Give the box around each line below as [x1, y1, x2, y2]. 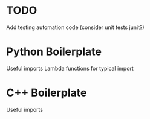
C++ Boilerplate [6, 86, 87, 100]
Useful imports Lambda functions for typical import [6, 65, 134, 72]
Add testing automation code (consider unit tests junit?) [6, 24, 145, 31]
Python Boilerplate [6, 45, 102, 59]
